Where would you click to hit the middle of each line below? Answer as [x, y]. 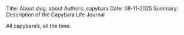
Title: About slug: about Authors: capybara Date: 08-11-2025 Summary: [92, 8]
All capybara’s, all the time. [39, 26]
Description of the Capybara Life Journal [55, 15]
